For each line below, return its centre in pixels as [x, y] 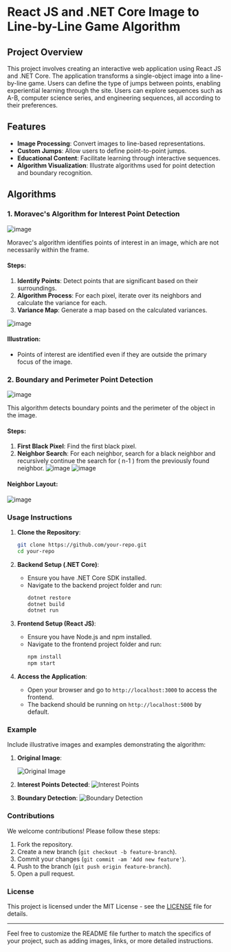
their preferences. [33, 105]
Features [26, 127]
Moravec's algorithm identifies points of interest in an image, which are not [113, 242]
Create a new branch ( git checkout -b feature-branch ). [97, 851]
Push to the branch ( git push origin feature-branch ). [94, 866]
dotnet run [43, 610]
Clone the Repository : [49, 532]
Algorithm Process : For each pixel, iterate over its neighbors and [109, 295]
